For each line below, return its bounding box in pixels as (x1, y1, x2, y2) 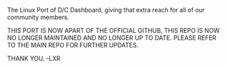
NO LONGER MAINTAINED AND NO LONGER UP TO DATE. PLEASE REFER (7, 34, 217, 42)
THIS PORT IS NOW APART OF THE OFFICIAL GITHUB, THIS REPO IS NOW (7, 27, 220, 34)
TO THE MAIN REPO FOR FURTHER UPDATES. (7, 41, 139, 49)
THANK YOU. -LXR (7, 54, 61, 63)
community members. (7, 13, 69, 21)
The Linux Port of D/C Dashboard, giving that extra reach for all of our (7, 6, 205, 14)
